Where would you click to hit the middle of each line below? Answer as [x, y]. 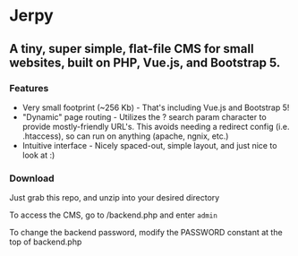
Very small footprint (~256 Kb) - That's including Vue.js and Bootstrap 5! [156, 107]
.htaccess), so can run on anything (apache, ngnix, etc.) [125, 136]
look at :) [38, 155]
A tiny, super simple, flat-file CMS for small [132, 49]
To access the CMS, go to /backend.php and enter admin [113, 215]
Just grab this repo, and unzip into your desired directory [115, 198]
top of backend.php [46, 242]
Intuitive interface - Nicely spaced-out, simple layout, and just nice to [149, 145]
